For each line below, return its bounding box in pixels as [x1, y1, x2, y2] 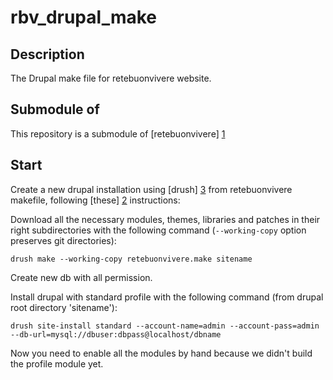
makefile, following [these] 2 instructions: [10, 194, 181, 206]
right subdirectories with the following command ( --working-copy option [10, 224, 307, 236]
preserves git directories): [10, 234, 117, 246]
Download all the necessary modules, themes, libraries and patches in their [10, 213, 321, 225]
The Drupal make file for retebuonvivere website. [10, 72, 212, 84]
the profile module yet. [10, 357, 104, 370]
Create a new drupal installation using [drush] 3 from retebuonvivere [10, 183, 293, 195]
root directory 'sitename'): [10, 301, 118, 313]
